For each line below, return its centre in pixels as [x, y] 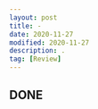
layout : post [33, 17]
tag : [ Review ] [36, 59]
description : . [37, 51]
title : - [25, 26]
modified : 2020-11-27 [49, 42]
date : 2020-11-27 [41, 34]
